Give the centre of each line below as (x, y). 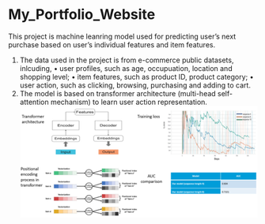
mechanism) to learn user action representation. (129, 102)
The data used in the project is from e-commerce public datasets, (127, 60)
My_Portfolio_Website (82, 15)
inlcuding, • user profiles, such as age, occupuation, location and (126, 68)
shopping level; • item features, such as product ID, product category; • (137, 77)
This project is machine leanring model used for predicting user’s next (122, 36)
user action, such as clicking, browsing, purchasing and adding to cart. (135, 85)
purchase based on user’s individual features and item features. (112, 44)
